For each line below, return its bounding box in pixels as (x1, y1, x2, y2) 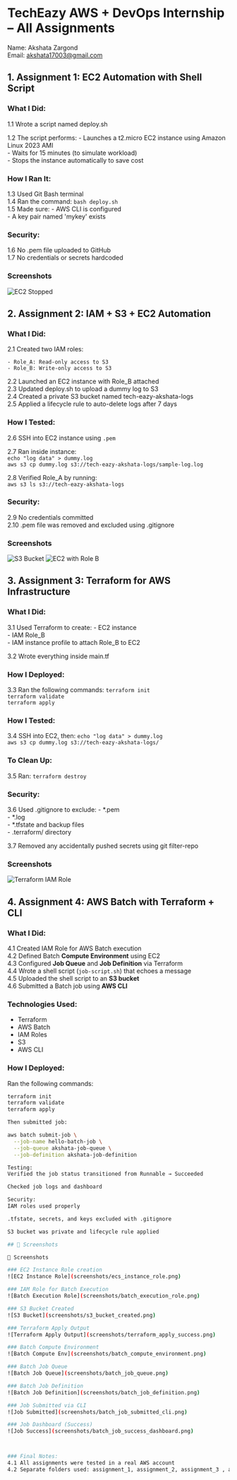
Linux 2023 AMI (7, 141, 54, 149)
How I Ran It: (7, 173, 51, 183)
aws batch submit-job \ (7, 1131, 78, 1139)
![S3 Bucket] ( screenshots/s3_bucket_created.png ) (7, 1312, 157, 1319)
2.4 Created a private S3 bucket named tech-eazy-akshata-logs (7, 392, 194, 401)
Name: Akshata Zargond (7, 43, 78, 52)
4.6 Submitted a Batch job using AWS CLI (7, 981, 128, 990)
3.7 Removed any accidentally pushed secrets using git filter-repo (7, 841, 199, 850)
